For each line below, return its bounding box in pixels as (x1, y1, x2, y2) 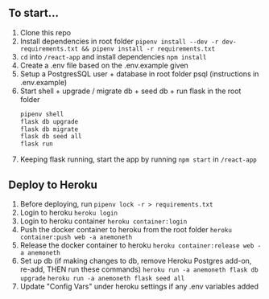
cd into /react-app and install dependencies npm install (19, 51, 207, 61)
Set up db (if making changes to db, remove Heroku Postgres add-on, (19, 256, 252, 265)
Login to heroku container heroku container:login (19, 216, 188, 226)
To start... (8, 6, 59, 20)
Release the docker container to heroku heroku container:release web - (19, 240, 262, 250)
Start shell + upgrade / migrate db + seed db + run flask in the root (19, 86, 242, 96)
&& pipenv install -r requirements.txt (81, 44, 216, 53)
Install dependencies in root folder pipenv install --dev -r (19, 36, 219, 46)
